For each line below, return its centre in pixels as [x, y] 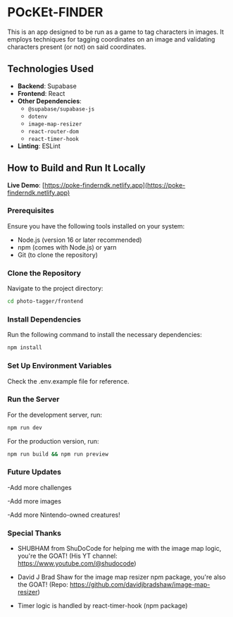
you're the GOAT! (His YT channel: [67, 556]
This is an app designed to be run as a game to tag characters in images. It [115, 32]
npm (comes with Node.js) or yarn [67, 247]
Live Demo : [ [26, 185]
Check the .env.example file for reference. [68, 381]
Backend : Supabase [47, 86]
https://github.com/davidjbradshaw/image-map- [140, 585]
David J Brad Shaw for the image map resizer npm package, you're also [122, 577]
